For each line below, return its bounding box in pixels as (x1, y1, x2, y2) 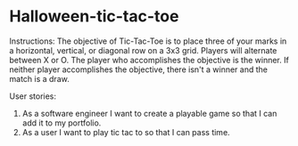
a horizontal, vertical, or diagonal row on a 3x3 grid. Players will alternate (9, 45, 277, 55)
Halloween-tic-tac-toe (9, 6, 179, 27)
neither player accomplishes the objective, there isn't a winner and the (9, 64, 268, 75)
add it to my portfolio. (21, 118, 102, 128)
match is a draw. (9, 73, 70, 84)
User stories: (9, 91, 56, 101)
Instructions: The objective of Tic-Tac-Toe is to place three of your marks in (9, 36, 287, 46)
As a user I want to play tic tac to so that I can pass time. (21, 126, 230, 137)
